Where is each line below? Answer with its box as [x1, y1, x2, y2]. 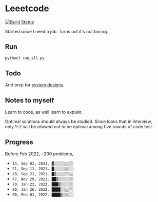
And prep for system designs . [5, 82, 65, 88]
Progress [5, 138, 33, 146]
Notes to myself [5, 96, 55, 104]
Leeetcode [5, 3, 49, 14]
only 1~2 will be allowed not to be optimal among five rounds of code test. [5, 124, 154, 130]
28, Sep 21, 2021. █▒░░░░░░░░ [12, 172, 74, 177]
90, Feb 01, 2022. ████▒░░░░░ [12, 192, 74, 198]
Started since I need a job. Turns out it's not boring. [5, 28, 109, 34]
